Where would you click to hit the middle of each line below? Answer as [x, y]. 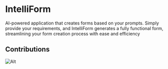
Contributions [27, 49]
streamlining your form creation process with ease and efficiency [73, 33]
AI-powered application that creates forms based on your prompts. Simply [82, 23]
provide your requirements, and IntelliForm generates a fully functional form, [84, 28]
